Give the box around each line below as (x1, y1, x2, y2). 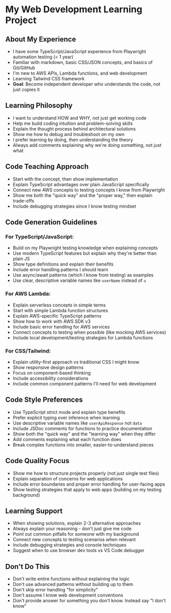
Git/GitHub (12, 65, 35, 71)
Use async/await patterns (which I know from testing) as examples (12, 272, 154, 278)
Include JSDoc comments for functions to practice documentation (12, 425, 153, 431)
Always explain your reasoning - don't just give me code (12, 526, 132, 532)
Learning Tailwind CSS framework (12, 76, 85, 81)
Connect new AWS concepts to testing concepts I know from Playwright (12, 187, 165, 193)
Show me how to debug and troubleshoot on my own (12, 131, 125, 137)
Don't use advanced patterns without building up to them (12, 581, 134, 587)
